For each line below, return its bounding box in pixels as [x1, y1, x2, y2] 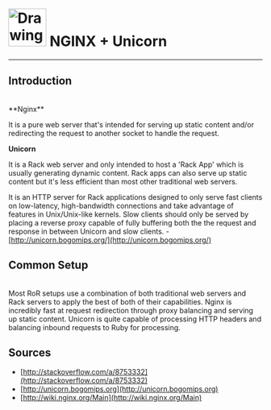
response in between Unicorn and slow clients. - [8, 226, 169, 236]
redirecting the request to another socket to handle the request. [8, 128, 219, 138]
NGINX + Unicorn [49, 32, 168, 51]
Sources [8, 346, 52, 359]
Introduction [8, 74, 73, 88]
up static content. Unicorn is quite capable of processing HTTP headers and [8, 314, 262, 324]
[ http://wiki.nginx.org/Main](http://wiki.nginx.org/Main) [19, 393, 202, 403]
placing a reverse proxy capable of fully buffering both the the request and [8, 217, 256, 227]
